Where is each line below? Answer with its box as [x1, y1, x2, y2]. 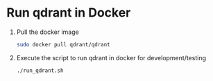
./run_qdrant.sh [16, 67, 64, 74]
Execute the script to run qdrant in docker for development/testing [16, 53, 206, 62]
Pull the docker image [16, 28, 79, 36]
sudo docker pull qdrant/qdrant [16, 41, 110, 48]
